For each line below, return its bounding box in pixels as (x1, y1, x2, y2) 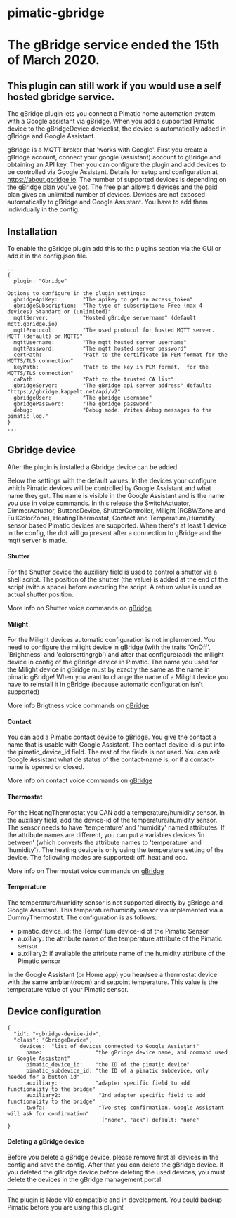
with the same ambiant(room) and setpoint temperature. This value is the (7, 978, 218, 986)
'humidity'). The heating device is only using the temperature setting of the (7, 845, 224, 854)
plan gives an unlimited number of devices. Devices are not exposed (7, 190, 206, 199)
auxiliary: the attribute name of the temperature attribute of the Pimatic (17, 934, 223, 943)
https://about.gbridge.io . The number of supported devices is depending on (7, 176, 227, 184)
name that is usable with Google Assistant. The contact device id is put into (7, 740, 225, 749)
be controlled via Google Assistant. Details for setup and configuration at (7, 168, 218, 176)
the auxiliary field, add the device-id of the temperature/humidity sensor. (7, 816, 218, 824)
